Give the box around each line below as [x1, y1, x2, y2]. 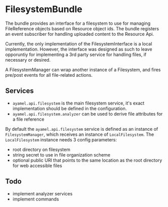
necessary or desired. [5, 57, 51, 63]
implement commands [12, 196, 59, 202]
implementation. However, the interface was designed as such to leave [5, 46, 152, 52]
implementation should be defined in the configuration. [12, 105, 127, 112]
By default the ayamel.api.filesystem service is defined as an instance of [5, 126, 158, 132]
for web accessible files [12, 163, 62, 169]
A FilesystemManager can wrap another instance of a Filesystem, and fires [5, 67, 161, 73]
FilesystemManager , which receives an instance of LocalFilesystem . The [5, 131, 154, 137]
